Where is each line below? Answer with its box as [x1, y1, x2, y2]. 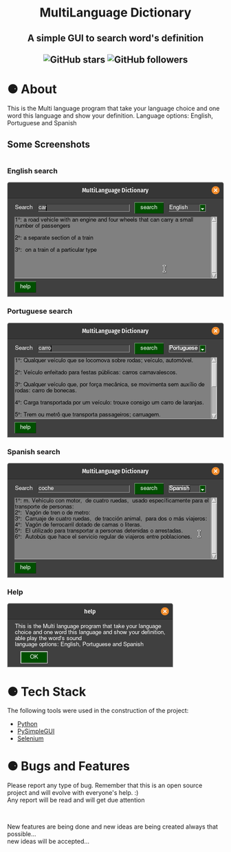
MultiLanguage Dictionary [39, 5, 192, 21]
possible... [7, 830, 36, 838]
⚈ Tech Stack [7, 683, 87, 699]
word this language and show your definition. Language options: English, [7, 111, 213, 120]
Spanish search [7, 447, 60, 456]
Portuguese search [7, 306, 73, 316]
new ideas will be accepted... [7, 838, 90, 846]
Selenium [16, 734, 44, 743]
